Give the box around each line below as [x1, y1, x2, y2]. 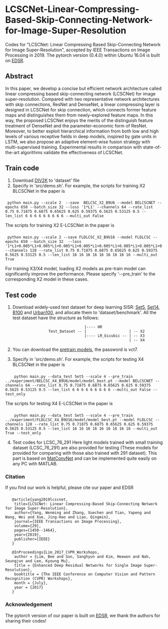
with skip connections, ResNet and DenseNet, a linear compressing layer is [5, 101, 160, 107]
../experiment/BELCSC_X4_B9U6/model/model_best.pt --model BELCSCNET [5, 379, 153, 384]
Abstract [5, 72, 33, 81]
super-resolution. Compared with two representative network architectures [5, 96, 160, 102]
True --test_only [5, 431, 41, 436]
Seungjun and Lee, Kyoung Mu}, [5, 559, 70, 564]
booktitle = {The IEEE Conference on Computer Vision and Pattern [14, 572, 155, 577]
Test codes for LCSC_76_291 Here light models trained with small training [12, 439, 163, 445]
